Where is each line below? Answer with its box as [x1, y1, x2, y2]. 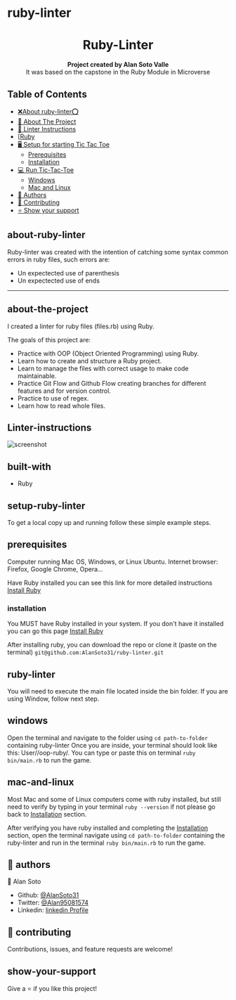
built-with [7, 460, 51, 472]
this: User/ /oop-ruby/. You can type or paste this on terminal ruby [7, 748, 196, 757]
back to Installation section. [7, 810, 87, 818]
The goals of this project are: [7, 335, 91, 344]
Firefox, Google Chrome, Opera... [7, 564, 103, 573]
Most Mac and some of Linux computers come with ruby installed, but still [7, 795, 221, 803]
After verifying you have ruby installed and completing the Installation [7, 824, 209, 832]
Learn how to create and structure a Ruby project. [17, 356, 162, 365]
